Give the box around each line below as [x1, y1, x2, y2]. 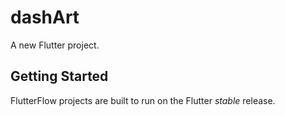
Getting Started [10, 68, 109, 85]
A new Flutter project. [10, 39, 100, 51]
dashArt [10, 6, 80, 29]
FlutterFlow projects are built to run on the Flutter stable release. [10, 94, 276, 106]
